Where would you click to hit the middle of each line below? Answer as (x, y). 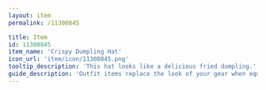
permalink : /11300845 (44, 23)
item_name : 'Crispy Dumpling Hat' (65, 52)
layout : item (30, 15)
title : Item (28, 37)
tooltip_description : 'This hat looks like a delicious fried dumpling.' (133, 67)
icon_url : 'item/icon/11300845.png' (68, 59)
